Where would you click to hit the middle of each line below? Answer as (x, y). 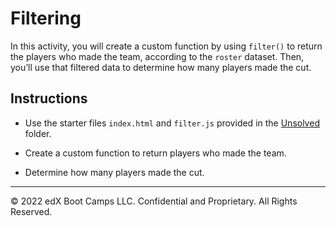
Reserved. (31, 211)
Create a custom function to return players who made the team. (155, 153)
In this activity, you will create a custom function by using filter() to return (166, 46)
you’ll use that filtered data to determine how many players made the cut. (161, 67)
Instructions (49, 98)
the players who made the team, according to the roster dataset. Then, (157, 56)
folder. (38, 133)
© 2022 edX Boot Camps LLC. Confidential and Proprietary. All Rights (154, 201)
